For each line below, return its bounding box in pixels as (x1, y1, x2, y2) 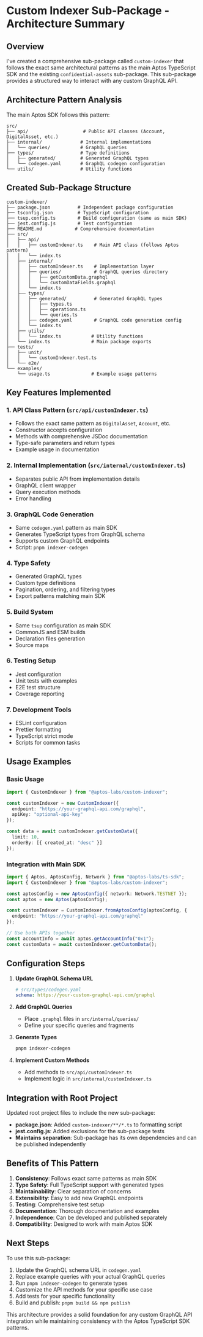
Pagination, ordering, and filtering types (15, 586, 116, 593)
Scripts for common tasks (15, 739, 81, 746)
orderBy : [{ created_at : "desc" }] (12, 839, 103, 846)
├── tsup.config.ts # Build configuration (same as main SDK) (6, 215, 188, 221)
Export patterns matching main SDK (15, 592, 106, 600)
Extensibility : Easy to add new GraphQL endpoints (15, 1194, 144, 1201)
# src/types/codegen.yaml (15, 986, 81, 993)
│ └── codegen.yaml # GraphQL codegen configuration (6, 160, 166, 166)
